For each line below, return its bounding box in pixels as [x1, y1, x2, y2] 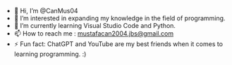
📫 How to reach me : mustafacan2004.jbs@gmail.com [13, 29, 174, 38]
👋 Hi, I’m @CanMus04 [13, 7, 79, 15]
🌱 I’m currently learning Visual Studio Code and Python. [13, 22, 176, 29]
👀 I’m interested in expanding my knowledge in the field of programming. [13, 14, 226, 22]
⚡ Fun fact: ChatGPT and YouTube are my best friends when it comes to [13, 40, 224, 48]
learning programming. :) [13, 50, 87, 58]
